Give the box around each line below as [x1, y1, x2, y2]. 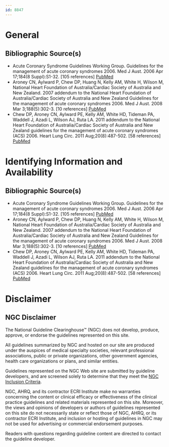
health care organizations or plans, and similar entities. [5, 358, 119, 364]
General [5, 29, 39, 40]
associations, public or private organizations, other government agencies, [5, 352, 158, 358]
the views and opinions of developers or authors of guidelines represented [5, 404, 160, 411]
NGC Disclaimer [5, 313, 57, 322]
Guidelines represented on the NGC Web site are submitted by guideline [5, 368, 155, 374]
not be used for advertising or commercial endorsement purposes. [5, 421, 144, 427]
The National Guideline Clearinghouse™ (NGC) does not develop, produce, [5, 327, 160, 333]
